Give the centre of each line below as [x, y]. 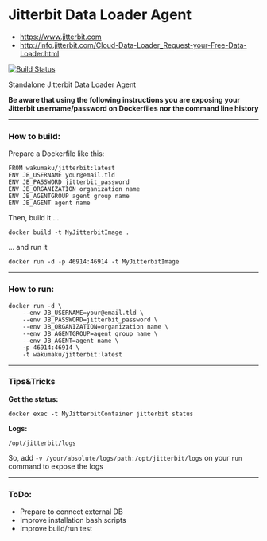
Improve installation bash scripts [73, 520]
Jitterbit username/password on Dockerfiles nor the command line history [133, 108]
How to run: [31, 290]
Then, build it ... [34, 218]
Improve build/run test [56, 529]
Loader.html [39, 53]
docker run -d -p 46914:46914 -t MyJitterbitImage [94, 262]
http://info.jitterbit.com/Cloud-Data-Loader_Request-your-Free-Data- [133, 45]
